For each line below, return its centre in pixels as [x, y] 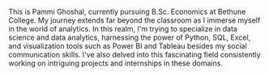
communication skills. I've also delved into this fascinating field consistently [134, 55]
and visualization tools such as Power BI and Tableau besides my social [128, 46]
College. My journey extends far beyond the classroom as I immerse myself [134, 20]
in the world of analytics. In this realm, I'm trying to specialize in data [123, 29]
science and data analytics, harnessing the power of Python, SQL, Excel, [130, 37]
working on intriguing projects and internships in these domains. [115, 63]
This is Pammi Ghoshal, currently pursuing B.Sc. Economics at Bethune [127, 12]
